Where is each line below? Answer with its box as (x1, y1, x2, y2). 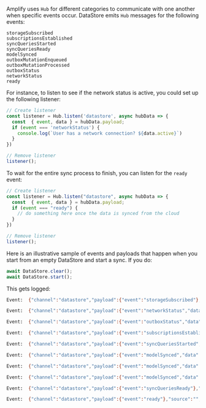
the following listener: (6, 96, 61, 103)
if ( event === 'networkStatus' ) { (12, 124, 100, 130)
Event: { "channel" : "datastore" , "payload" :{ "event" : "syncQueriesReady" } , (6, 385, 199, 391)
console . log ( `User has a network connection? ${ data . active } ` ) (17, 130, 183, 137)
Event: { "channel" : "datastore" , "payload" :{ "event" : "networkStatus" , (6, 308, 188, 314)
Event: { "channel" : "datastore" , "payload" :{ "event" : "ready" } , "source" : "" (6, 396, 199, 402)
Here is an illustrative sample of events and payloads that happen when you (6, 249, 198, 257)
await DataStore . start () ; (6, 274, 72, 280)
